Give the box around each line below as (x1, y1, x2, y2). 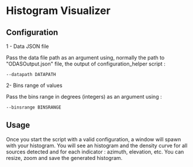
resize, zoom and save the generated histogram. (6, 154, 123, 161)
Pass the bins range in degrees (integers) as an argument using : (6, 93, 162, 100)
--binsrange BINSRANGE (6, 105, 61, 110)
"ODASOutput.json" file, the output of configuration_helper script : (6, 60, 166, 67)
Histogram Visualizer (6, 4, 111, 18)
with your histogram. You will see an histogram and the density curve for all (6, 142, 188, 149)
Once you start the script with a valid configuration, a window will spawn (6, 135, 181, 142)
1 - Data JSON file (6, 43, 49, 50)
